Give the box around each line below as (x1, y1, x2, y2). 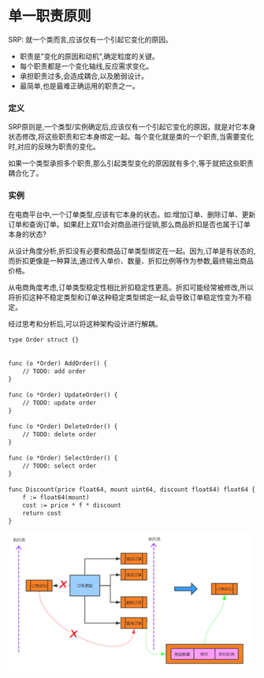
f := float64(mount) (22, 494, 90, 501)
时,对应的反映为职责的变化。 (8, 142, 101, 151)
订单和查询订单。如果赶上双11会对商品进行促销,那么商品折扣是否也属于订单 (8, 219, 251, 229)
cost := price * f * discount (22, 501, 122, 509)
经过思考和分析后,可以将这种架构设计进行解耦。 (8, 319, 163, 328)
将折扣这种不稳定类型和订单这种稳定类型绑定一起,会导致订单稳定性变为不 (8, 292, 246, 302)
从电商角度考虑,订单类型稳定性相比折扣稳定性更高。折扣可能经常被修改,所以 (8, 282, 255, 292)
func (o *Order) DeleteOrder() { (8, 423, 118, 430)
